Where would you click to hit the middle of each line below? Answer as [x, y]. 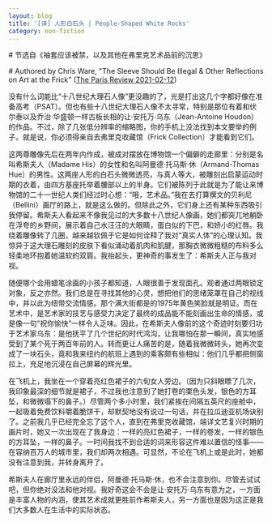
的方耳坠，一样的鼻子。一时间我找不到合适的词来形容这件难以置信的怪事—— [136, 442]
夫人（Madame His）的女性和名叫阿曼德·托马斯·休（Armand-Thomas [144, 165]
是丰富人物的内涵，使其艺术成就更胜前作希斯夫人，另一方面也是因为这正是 [132, 500]
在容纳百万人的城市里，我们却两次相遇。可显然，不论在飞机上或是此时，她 [132, 452]
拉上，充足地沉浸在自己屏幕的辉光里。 [72, 364]
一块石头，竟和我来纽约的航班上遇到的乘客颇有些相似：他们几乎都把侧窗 [143, 354]
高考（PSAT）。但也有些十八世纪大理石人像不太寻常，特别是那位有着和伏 [136, 107]
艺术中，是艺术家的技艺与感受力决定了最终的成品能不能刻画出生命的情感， [132, 314]
